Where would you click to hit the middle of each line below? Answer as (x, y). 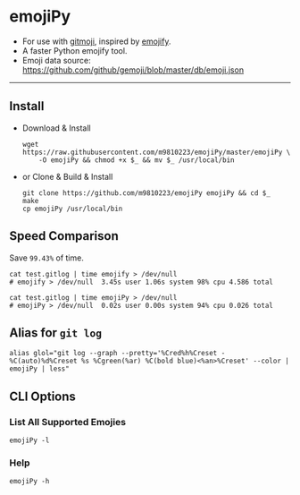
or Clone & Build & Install (67, 176)
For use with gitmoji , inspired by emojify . (96, 41)
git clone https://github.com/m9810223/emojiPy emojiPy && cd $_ (146, 193)
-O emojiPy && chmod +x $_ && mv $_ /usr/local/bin (137, 160)
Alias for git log (56, 333)
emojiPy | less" (39, 369)
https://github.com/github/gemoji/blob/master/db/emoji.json (133, 70)
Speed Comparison (64, 236)
